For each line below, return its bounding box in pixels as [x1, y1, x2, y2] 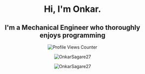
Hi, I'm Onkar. [44, 3, 101, 15]
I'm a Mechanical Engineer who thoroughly [4, 23, 141, 32]
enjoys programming [39, 31, 106, 39]
